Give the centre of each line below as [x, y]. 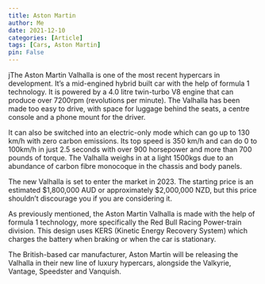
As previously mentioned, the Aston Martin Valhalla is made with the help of [132, 214]
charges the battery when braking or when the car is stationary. [112, 239]
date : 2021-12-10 [37, 30]
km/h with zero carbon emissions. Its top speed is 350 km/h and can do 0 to [133, 141]
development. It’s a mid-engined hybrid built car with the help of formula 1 [129, 83]
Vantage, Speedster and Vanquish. [65, 271]
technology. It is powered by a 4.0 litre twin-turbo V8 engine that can [121, 92]
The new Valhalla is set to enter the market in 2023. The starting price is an [131, 182]
